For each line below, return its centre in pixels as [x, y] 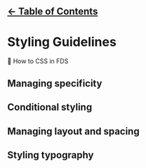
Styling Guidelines [62, 42]
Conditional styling [50, 107]
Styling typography [51, 155]
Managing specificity [55, 83]
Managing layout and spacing [73, 131]
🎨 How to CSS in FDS [38, 61]
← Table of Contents [53, 12]
